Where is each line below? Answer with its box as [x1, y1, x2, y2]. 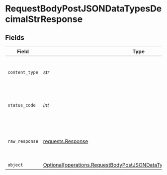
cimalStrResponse [5, 13, 83, 25]
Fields [5, 33, 25, 42]
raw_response [7, 139, 39, 144]
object [7, 162, 23, 168]
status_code [7, 102, 36, 108]
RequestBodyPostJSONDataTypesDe [5, 3, 162, 14]
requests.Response [43, 138, 88, 145]
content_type [7, 70, 39, 75]
